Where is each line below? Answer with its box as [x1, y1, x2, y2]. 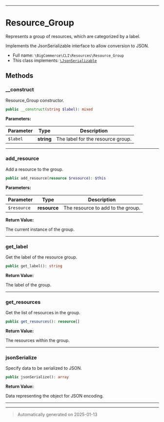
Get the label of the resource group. [5, 254, 77, 260]
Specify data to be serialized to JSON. [5, 365, 82, 371]
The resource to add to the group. [63, 204, 141, 211]
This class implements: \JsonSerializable [12, 57, 97, 63]
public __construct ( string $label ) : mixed [5, 107, 93, 112]
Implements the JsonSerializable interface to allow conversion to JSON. [5, 42, 149, 49]
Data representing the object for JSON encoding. [5, 393, 104, 399]
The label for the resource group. [56, 135, 132, 142]
